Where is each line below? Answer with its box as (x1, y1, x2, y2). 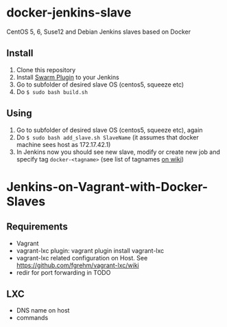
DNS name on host (16, 306, 70, 315)
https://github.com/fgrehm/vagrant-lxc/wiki (16, 261, 139, 269)
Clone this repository (16, 65, 76, 74)
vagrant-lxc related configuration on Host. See (16, 253, 148, 262)
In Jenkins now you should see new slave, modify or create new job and (16, 148, 221, 156)
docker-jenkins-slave (6, 5, 132, 21)
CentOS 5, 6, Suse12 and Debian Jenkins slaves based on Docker (6, 27, 191, 36)
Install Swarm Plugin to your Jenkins (16, 73, 119, 81)
